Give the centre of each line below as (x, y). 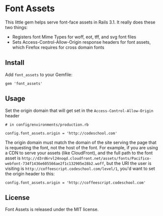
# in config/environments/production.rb (47, 125)
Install (15, 63)
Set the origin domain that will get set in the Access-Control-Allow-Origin (79, 110)
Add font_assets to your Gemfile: (39, 75)
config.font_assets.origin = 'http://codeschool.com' (61, 133)
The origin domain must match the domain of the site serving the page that (81, 142)
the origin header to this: (30, 174)
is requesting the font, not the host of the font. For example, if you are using (81, 147)
